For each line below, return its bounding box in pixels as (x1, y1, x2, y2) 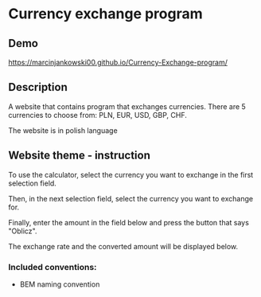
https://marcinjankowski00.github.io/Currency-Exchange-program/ (8, 57, 228, 67)
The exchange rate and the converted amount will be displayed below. (8, 241, 239, 251)
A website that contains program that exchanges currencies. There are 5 (8, 101, 247, 111)
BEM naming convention (19, 279, 100, 289)
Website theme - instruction (8, 149, 151, 162)
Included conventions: (8, 261, 97, 272)
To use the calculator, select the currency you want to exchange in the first (8, 170, 254, 179)
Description (8, 80, 68, 94)
